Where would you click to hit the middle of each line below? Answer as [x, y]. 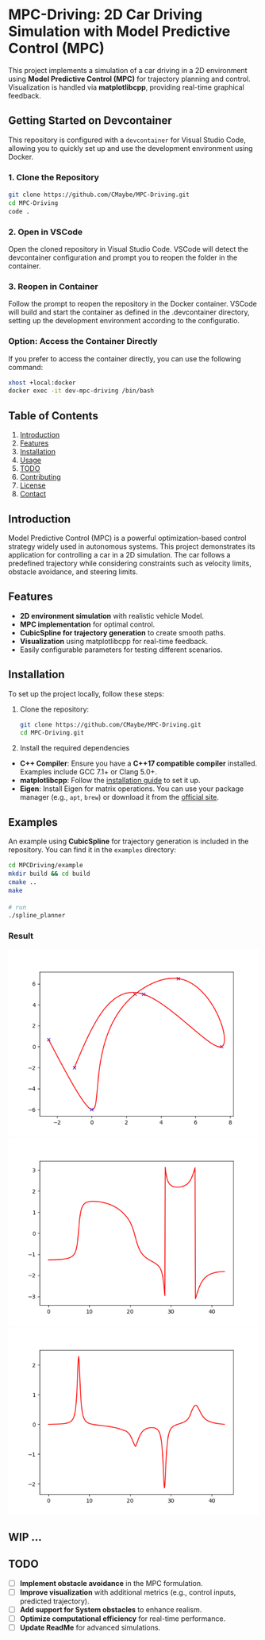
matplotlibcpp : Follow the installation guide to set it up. [110, 781]
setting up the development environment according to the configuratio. [124, 321]
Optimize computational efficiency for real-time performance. [123, 1619]
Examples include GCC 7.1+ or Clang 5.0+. [88, 772]
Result [21, 936]
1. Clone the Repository [54, 177]
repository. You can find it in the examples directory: [92, 850]
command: [26, 367]
